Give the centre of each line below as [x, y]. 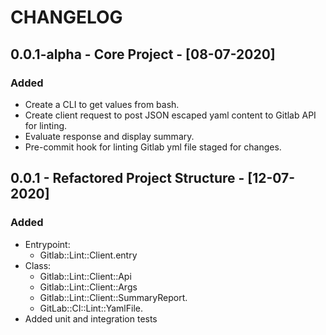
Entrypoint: [47, 244]
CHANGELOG [66, 17]
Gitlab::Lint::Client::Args [88, 287]
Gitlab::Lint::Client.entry [88, 255]
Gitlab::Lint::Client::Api [85, 276]
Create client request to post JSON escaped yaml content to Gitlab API [170, 115]
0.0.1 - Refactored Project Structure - [127, 178]
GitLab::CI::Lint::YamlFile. [91, 308]
